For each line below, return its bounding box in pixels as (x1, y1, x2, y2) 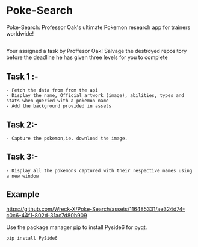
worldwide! (6, 30, 34, 37)
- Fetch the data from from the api (6, 87, 98, 93)
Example (6, 189, 40, 199)
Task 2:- (6, 119, 38, 130)
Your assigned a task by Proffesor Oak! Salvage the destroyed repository (6, 48, 187, 55)
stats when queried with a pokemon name (6, 98, 110, 104)
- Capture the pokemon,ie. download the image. (6, 135, 128, 142)
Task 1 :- (6, 71, 39, 81)
